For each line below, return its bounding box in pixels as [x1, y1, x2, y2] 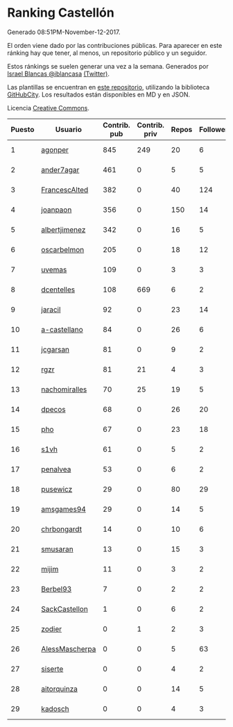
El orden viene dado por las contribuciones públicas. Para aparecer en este [7, 41, 223, 49]
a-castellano [41, 324, 83, 334]
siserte [41, 664, 64, 674]
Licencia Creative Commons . [7, 103, 90, 112]
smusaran [41, 544, 74, 553]
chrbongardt [41, 524, 82, 534]
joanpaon [41, 205, 72, 215]
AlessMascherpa [41, 644, 96, 653]
